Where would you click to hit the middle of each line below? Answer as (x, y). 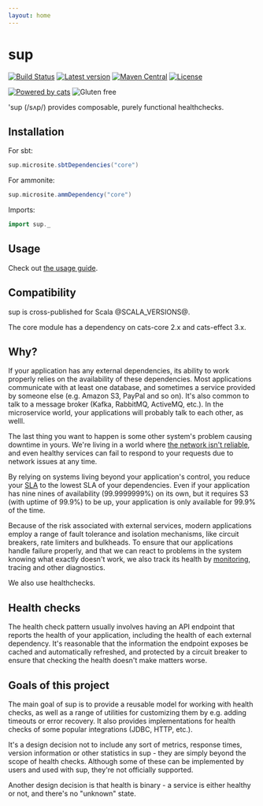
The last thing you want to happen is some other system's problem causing (130, 437)
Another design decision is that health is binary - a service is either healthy (130, 785)
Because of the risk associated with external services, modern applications (130, 526)
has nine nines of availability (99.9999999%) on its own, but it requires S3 (128, 493)
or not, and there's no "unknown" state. (72, 793)
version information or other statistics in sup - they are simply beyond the (127, 753)
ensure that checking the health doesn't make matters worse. (108, 661)
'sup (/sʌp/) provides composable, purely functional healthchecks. (116, 107)
